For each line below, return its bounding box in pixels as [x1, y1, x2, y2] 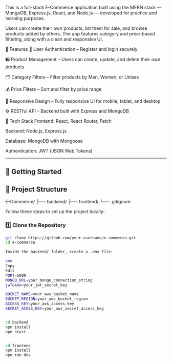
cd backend [5, 319, 29, 325]
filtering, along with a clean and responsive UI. [5, 36, 103, 42]
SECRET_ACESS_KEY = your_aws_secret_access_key [5, 306, 104, 311]
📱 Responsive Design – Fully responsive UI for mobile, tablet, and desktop [5, 98, 161, 104]
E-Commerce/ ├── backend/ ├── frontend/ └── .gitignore [5, 199, 131, 205]
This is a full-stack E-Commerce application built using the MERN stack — [5, 5, 162, 10]
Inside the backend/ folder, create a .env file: [5, 249, 114, 255]
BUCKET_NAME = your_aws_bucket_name [5, 292, 79, 297]
